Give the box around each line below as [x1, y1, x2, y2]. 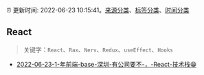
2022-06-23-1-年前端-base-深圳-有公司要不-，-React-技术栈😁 [16, 60, 197, 68]
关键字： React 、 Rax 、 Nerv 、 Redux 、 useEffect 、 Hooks [23, 45, 173, 54]
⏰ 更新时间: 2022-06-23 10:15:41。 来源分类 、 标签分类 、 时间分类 [6, 6, 190, 14]
